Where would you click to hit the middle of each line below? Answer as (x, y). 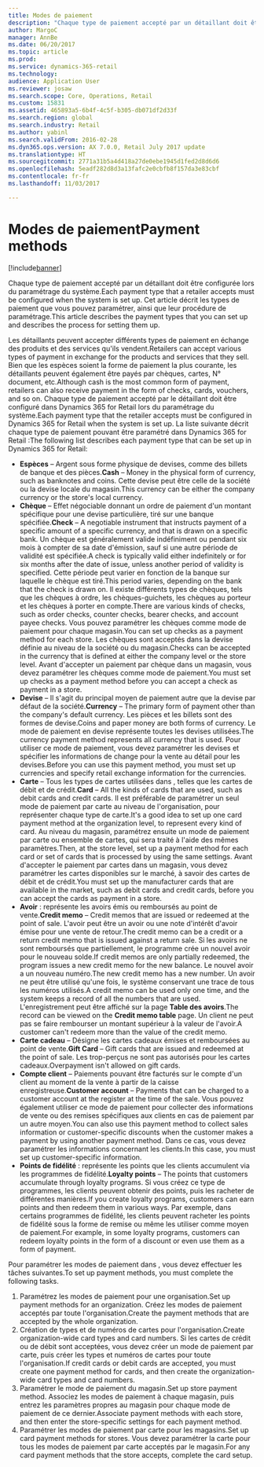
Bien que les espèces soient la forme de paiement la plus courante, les (123, 365)
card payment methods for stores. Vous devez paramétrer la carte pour (135, 1438)
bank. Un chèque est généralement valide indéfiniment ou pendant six (133, 539)
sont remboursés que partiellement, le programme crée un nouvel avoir (135, 948)
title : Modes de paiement (50, 15)
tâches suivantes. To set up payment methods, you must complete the (121, 1272)
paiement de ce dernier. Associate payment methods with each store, (131, 1413)
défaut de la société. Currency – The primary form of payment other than (137, 706)
